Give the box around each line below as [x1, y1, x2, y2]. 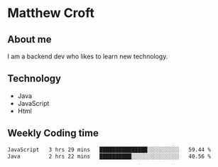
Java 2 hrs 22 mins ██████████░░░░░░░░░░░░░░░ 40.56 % [7, 153, 212, 160]
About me [7, 33, 52, 45]
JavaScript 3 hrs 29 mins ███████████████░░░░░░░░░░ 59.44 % [7, 146, 212, 153]
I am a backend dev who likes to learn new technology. [7, 52, 168, 60]
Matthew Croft [7, 5, 94, 21]
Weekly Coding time [7, 127, 99, 139]
